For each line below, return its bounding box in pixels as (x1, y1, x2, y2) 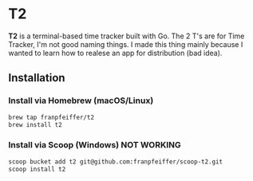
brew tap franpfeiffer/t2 (8, 113, 94, 121)
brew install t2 (8, 120, 62, 128)
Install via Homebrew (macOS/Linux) (8, 95, 154, 106)
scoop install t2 (8, 165, 66, 173)
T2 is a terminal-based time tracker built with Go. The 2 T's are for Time (8, 31, 245, 41)
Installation (8, 71, 65, 85)
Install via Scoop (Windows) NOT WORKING (8, 140, 181, 151)
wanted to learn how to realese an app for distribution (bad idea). (8, 48, 223, 57)
